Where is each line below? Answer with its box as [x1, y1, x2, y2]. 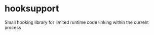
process [4, 24, 21, 30]
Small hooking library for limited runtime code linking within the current [4, 19, 149, 25]
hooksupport [4, 3, 59, 14]
